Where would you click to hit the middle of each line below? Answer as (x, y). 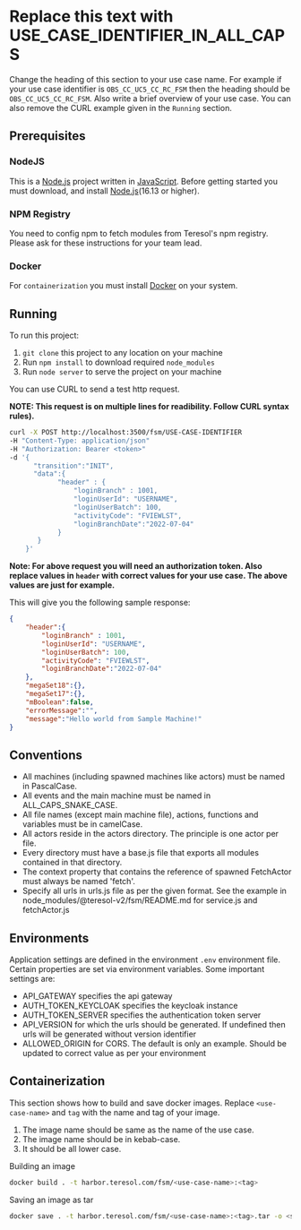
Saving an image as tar (52, 1200)
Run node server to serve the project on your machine (122, 372)
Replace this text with (91, 17)
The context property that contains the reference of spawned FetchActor (157, 872)
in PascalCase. (50, 787)
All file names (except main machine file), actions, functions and (140, 815)
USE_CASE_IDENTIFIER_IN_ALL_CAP (147, 35)
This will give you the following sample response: (100, 603)
